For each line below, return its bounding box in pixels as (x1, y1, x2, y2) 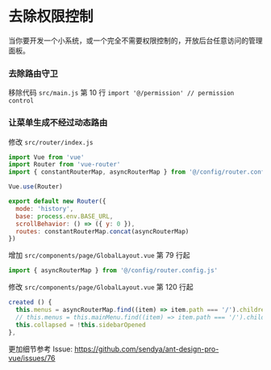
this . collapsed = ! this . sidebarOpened (15, 321, 147, 329)
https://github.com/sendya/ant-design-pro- (73, 344, 219, 354)
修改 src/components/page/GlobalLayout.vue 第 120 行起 (8, 282, 194, 292)
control (8, 97, 35, 105)
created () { (8, 298, 52, 307)
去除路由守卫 (8, 68, 59, 79)
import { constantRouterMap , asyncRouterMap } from (8, 168, 186, 176)
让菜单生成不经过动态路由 (8, 117, 108, 128)
